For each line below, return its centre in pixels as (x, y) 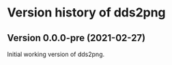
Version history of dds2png (86, 13)
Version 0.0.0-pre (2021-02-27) (76, 38)
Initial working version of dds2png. (56, 54)
